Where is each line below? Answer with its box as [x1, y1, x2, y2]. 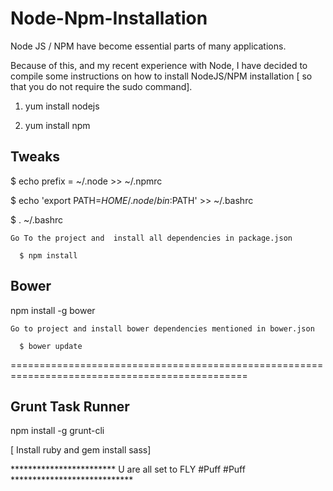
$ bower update [19, 341, 83, 351]
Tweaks [10, 148, 61, 166]
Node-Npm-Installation [10, 7, 208, 30]
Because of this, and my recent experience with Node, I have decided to [10, 59, 308, 71]
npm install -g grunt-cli [10, 425, 105, 437]
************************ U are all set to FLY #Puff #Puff [10, 463, 246, 476]
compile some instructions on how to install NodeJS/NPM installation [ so [10, 70, 313, 82]
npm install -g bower [10, 304, 96, 316]
